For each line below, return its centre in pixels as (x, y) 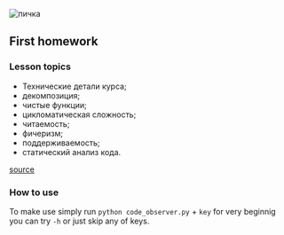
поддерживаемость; (61, 143)
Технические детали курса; (74, 86)
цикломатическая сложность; (79, 114)
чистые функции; (54, 105)
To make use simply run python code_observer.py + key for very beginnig (143, 211)
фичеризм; (43, 133)
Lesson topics (40, 67)
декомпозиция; (51, 95)
